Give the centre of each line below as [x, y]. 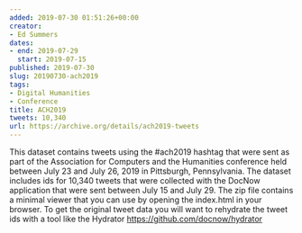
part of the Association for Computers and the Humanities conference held [148, 161]
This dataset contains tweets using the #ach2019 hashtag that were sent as [150, 152]
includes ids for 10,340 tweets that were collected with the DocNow [135, 180]
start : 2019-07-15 [52, 59]
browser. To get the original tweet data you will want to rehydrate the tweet [149, 209]
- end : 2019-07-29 [44, 51]
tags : [19, 85]
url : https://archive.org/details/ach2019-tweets [105, 127]
